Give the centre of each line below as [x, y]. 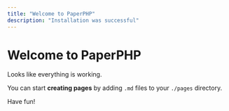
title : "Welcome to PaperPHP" [51, 14]
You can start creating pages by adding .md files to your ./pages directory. [115, 88]
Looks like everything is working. [55, 74]
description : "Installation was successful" [73, 20]
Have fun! [21, 102]
